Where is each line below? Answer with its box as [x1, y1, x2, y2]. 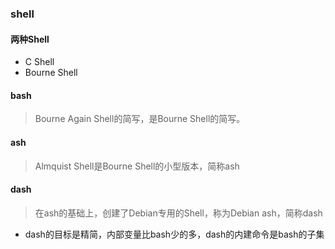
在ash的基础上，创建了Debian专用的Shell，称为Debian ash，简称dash [34, 207, 323, 219]
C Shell [24, 56, 55, 68]
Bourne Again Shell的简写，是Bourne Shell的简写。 [34, 113, 246, 125]
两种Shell [10, 33, 50, 45]
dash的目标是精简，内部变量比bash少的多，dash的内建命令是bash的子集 [24, 228, 325, 240]
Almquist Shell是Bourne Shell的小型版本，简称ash [34, 160, 240, 172]
